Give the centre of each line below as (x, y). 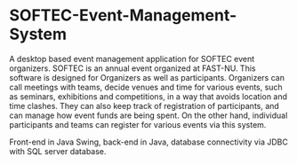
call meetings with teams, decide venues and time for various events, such (146, 87)
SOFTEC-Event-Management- (123, 16)
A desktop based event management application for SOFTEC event (132, 59)
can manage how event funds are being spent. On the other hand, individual (148, 115)
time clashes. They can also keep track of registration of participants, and (144, 105)
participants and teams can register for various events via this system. (138, 124)
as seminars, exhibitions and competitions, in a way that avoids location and (148, 96)
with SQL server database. (58, 151)
